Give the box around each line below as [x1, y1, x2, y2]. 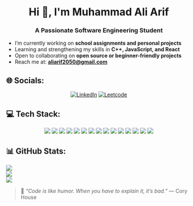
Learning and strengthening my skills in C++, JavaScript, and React [14, 46, 180, 53]
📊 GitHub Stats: [6, 146, 66, 156]
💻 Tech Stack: [6, 109, 61, 119]
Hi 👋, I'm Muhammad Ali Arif [28, 5, 169, 19]
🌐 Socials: [6, 75, 45, 85]
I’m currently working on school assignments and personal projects [14, 39, 182, 46]
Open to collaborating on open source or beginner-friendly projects [14, 52, 182, 59]
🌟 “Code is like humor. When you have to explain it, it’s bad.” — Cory [20, 187, 188, 194]
